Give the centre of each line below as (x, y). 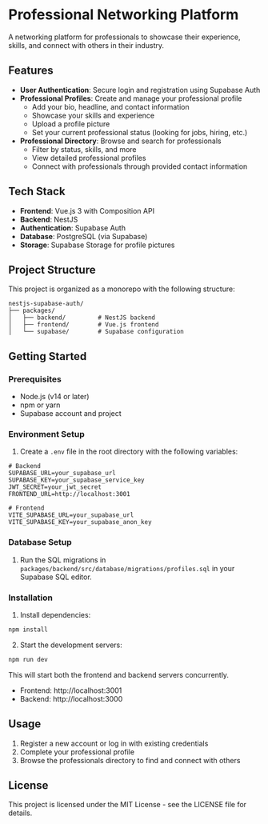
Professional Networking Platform (124, 15)
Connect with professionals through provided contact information (140, 166)
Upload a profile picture (71, 124)
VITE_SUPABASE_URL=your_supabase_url (71, 515)
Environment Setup (47, 434)
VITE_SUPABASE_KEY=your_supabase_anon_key (80, 522)
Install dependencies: (55, 614)
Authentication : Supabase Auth (73, 228)
